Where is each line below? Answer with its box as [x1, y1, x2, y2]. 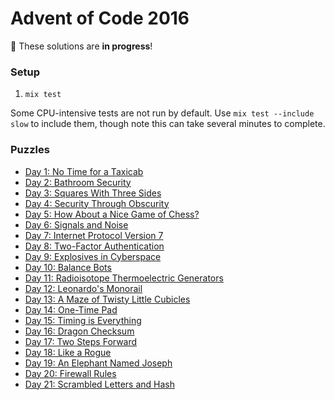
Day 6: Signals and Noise [24, 218, 129, 231]
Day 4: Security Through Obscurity [24, 197, 170, 209]
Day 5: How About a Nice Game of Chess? [24, 208, 200, 220]
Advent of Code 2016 [10, 7, 190, 30]
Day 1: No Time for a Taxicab [24, 165, 144, 177]
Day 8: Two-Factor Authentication [24, 240, 165, 252]
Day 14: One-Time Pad [24, 303, 118, 316]
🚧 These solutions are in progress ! [10, 40, 153, 52]
